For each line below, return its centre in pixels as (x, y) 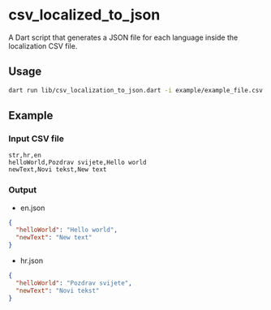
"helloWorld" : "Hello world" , (67, 230)
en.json (32, 208)
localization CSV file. (43, 45)
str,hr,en (25, 156)
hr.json (31, 260)
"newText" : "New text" (54, 238)
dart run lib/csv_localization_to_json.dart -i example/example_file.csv (136, 90)
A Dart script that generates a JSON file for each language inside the (123, 37)
